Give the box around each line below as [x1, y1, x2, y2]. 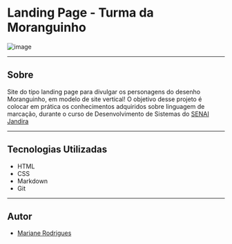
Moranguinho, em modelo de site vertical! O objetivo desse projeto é [7, 95, 202, 103]
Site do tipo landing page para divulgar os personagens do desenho [7, 87, 201, 96]
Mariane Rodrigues [17, 229, 72, 237]
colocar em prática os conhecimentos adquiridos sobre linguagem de [7, 102, 205, 110]
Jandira [7, 116, 29, 125]
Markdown [17, 177, 48, 185]
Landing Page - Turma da [7, 5, 154, 21]
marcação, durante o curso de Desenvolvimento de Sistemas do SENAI [7, 110, 209, 118]
